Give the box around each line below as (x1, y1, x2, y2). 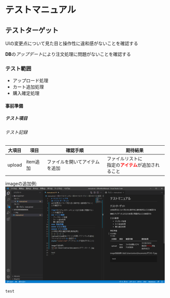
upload (7, 161, 22, 168)
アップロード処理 (12, 78, 49, 84)
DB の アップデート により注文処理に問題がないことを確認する (5, 51, 132, 57)
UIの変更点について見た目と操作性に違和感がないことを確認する (5, 41, 138, 46)
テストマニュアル (5, 4, 76, 16)
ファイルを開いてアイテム (47, 159, 100, 165)
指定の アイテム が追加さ (107, 162, 155, 168)
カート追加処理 (12, 84, 44, 90)
